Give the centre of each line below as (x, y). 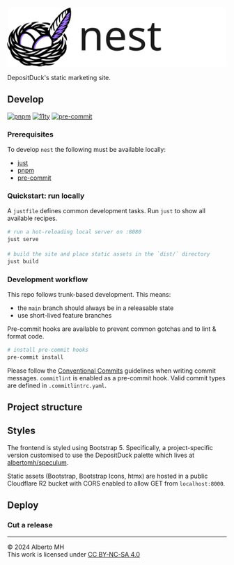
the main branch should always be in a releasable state (95, 308)
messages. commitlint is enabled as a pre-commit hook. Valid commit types (116, 378)
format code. (26, 336)
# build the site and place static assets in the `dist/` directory (109, 254)
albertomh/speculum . (38, 462)
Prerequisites (30, 134)
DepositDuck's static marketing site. (59, 77)
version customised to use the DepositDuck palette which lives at (101, 455)
